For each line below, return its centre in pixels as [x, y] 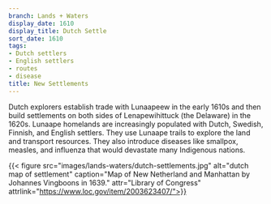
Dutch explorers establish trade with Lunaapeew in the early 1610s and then [135, 107]
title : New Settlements [49, 83]
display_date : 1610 [41, 23]
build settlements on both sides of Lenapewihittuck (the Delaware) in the [130, 115]
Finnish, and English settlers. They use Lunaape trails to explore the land [129, 132]
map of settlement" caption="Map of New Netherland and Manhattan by [129, 174]
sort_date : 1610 [36, 38]
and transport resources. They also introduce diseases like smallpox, [123, 141]
